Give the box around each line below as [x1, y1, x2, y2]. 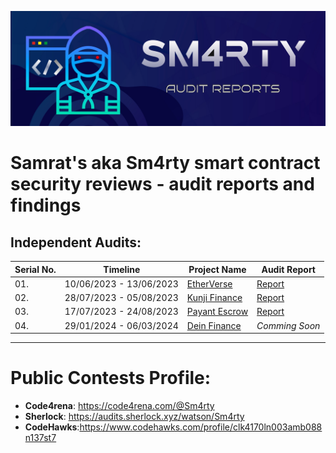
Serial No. [14, 263, 57, 275]
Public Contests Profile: [10, 367, 212, 390]
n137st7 [24, 432, 57, 444]
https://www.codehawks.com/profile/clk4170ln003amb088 [79, 421, 323, 433]
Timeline [103, 263, 141, 275]
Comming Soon [256, 319, 321, 331]
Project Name [188, 263, 247, 275]
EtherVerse [186, 277, 233, 290]
